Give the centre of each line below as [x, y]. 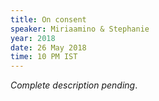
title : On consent [48, 19]
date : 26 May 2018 [48, 47]
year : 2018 [33, 38]
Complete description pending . [74, 85]
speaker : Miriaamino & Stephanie [80, 29]
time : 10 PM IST [44, 57]
